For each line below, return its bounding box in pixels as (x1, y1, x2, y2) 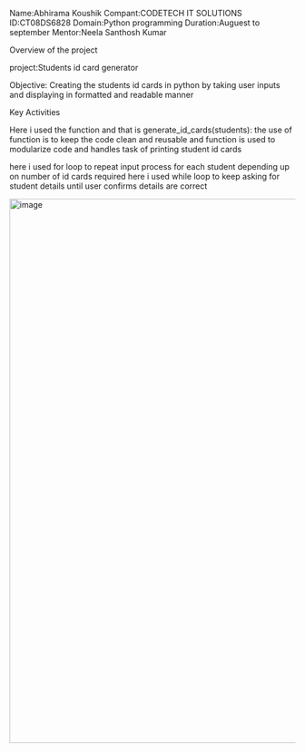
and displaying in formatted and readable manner (9, 90, 194, 100)
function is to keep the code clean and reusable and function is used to (9, 134, 276, 144)
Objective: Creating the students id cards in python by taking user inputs (9, 80, 280, 90)
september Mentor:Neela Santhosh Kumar (9, 27, 167, 37)
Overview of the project (9, 44, 98, 55)
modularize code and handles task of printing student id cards (9, 144, 242, 154)
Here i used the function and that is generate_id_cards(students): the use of (9, 124, 292, 135)
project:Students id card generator (9, 63, 139, 73)
